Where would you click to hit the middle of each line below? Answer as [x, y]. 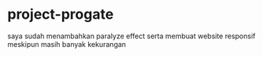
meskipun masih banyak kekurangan [67, 44]
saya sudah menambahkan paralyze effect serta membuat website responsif [131, 36]
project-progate [61, 14]
